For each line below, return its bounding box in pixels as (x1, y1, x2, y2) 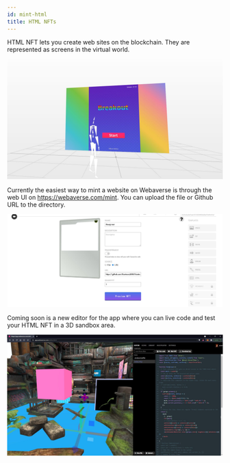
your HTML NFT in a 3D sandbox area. (7, 321, 116, 330)
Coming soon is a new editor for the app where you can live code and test (7, 314, 216, 322)
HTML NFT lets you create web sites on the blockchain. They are (7, 38, 190, 46)
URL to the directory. (7, 200, 66, 209)
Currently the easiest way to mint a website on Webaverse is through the (7, 186, 212, 194)
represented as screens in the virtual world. (7, 45, 130, 53)
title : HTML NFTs (7, 18, 57, 25)
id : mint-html (7, 11, 48, 18)
